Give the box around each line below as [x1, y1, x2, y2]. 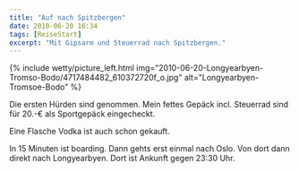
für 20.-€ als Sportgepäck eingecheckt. [9, 108, 156, 119]
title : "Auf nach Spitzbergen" [9, 13, 126, 22]
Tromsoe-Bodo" [9, 82, 69, 92]
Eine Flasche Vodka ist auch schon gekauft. [9, 126, 170, 137]
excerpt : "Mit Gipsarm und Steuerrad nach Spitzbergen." [9, 38, 226, 47]
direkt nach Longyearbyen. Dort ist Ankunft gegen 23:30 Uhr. [9, 153, 235, 164]
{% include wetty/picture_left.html [9, 63, 134, 73]
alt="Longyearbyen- [184, 73, 260, 83]
